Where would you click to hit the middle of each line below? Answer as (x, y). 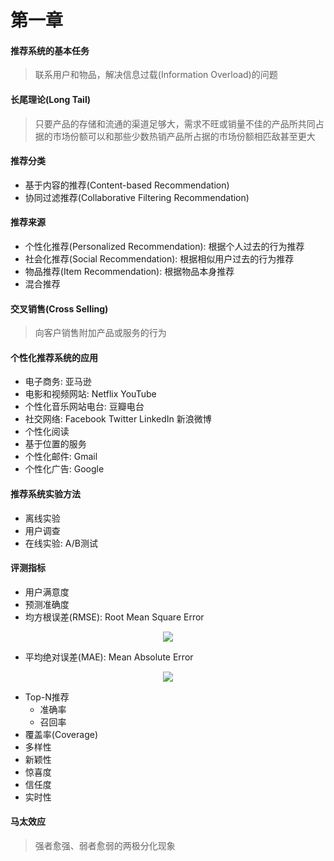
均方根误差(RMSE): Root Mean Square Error (114, 617)
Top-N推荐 (47, 697)
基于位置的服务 (55, 444)
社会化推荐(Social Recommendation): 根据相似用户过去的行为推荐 (159, 259)
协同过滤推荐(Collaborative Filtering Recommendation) (137, 197)
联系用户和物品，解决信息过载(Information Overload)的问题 (156, 75)
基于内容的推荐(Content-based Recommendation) (127, 185)
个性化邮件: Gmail (61, 457)
